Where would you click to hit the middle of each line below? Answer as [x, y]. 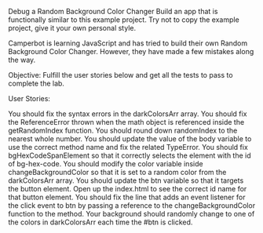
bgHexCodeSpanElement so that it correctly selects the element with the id [130, 155]
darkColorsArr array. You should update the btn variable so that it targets [126, 180]
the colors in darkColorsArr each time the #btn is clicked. [100, 222]
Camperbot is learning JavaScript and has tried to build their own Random [128, 43]
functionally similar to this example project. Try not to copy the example [124, 20]
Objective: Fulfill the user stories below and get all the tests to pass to [121, 75]
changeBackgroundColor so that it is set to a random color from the [117, 172]
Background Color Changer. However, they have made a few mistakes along [131, 51]
